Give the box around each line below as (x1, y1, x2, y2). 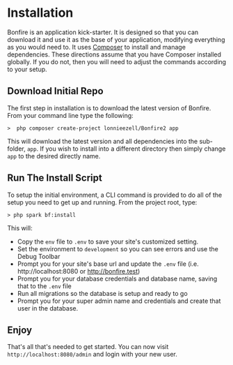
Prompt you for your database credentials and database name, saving (17, 274, 218, 283)
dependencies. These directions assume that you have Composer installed (7, 50, 221, 59)
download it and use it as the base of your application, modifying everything (7, 35, 225, 43)
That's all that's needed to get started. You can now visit (7, 343, 169, 351)
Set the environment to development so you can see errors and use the (17, 244, 219, 253)
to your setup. (7, 65, 47, 73)
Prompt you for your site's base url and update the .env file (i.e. (17, 260, 200, 268)
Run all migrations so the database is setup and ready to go (17, 289, 188, 297)
